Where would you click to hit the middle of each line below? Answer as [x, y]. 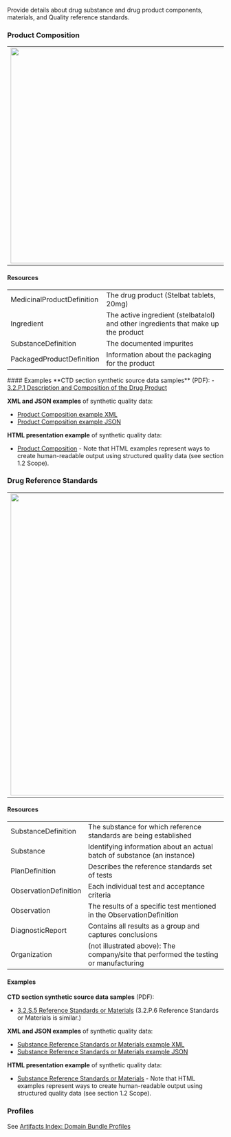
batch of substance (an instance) [142, 855]
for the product [130, 363]
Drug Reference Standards [53, 481]
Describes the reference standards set [150, 867]
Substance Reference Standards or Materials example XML [101, 1045]
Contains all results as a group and [144, 926]
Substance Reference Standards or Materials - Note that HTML [106, 1078]
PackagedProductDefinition [55, 359]
